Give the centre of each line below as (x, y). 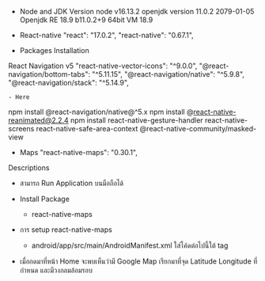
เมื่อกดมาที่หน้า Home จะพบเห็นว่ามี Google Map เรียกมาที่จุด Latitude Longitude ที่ (138, 261)
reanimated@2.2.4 (38, 120)
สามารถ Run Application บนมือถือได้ (72, 183)
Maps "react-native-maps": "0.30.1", (79, 152)
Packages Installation (54, 50)
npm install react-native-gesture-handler (136, 120)
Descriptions (29, 168)
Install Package (44, 199)
